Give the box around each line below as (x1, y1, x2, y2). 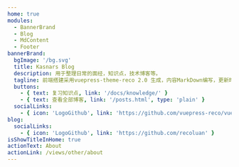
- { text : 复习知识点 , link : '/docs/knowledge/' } (20, 90, 169, 97)
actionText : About (7, 143, 62, 150)
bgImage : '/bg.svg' (14, 57, 72, 64)
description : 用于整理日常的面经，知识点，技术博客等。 (14, 70, 161, 77)
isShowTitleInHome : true (7, 136, 81, 143)
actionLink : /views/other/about (7, 149, 103, 156)
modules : (7, 17, 33, 24)
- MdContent (14, 37, 50, 44)
